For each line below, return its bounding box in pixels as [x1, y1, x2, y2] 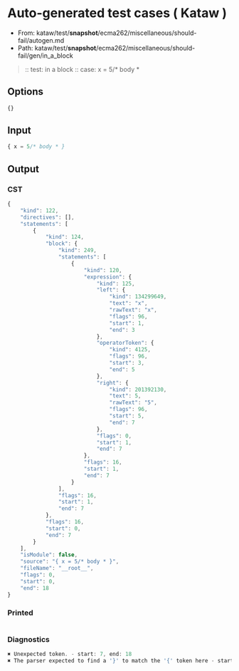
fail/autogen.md [17, 36, 65, 44]
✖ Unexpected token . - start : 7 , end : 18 [7, 650, 132, 658]
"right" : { [96, 379, 129, 386]
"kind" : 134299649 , [109, 293, 167, 301]
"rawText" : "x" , [109, 306, 158, 313]
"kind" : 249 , [58, 247, 97, 254]
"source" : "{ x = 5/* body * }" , [20, 558, 119, 566]
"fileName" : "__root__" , [20, 565, 94, 572]
